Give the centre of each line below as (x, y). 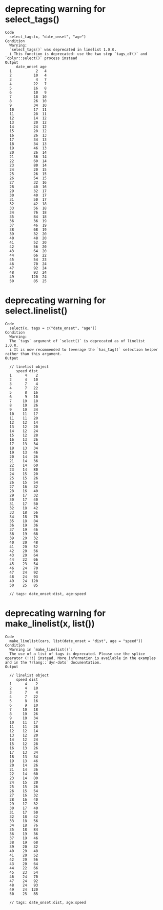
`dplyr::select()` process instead (41, 58)
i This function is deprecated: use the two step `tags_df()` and (78, 54)
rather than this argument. (34, 354)
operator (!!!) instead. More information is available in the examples (81, 658)
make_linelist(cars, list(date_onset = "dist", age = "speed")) (76, 641)
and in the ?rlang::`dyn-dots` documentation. (53, 662)
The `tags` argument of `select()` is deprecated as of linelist (77, 341)
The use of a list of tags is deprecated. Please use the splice (77, 654)
